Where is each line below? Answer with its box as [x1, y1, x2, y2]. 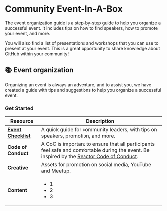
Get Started [5, 105, 34, 112]
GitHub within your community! [5, 51, 69, 57]
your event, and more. [5, 30, 51, 36]
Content [7, 187, 27, 194]
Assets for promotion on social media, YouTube [41, 161, 152, 168]
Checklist [7, 132, 31, 139]
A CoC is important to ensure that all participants [41, 141, 155, 148]
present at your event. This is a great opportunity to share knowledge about [5, 45, 160, 51]
